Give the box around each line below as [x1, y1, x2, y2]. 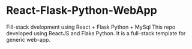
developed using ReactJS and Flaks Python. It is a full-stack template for [6, 29, 186, 36]
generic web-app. [6, 36, 51, 43]
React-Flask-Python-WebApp [6, 4, 157, 17]
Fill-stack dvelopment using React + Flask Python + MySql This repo [6, 23, 176, 30]
